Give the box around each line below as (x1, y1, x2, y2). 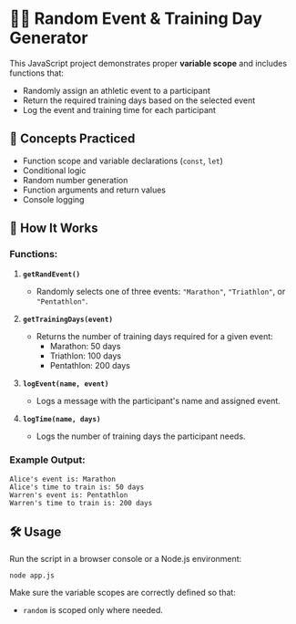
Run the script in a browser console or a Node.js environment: (9, 553, 242, 564)
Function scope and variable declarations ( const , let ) (22, 155, 223, 166)
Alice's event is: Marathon (9, 474, 117, 484)
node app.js (9, 570, 55, 580)
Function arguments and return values (22, 184, 167, 195)
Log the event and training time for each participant (22, 104, 217, 115)
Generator (9, 27, 88, 48)
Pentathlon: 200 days (49, 360, 130, 371)
